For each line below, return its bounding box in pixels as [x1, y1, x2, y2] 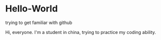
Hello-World [5, 3, 58, 14]
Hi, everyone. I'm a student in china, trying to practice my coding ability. [5, 29, 156, 35]
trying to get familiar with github [5, 19, 72, 25]
